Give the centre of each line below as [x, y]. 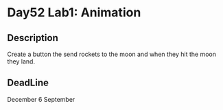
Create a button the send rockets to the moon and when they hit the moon [112, 54]
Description [33, 38]
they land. [21, 61]
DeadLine [28, 83]
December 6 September [41, 99]
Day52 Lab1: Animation [74, 13]
